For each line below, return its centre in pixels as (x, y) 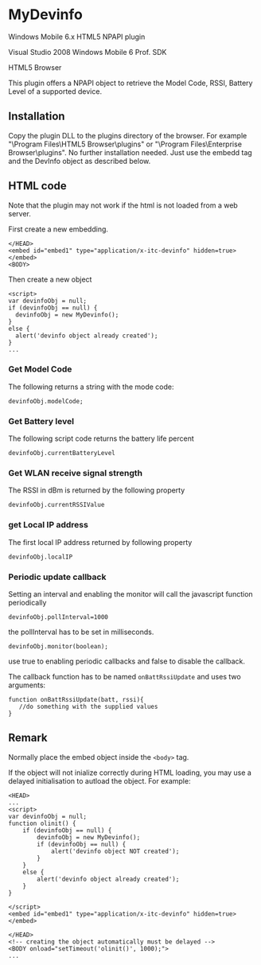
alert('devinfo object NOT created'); (115, 851)
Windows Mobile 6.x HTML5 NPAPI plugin (77, 37)
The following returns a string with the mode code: (91, 387)
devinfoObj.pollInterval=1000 (58, 617)
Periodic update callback (57, 577)
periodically (27, 603)
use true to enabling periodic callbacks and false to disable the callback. (127, 661)
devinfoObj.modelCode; (46, 401)
